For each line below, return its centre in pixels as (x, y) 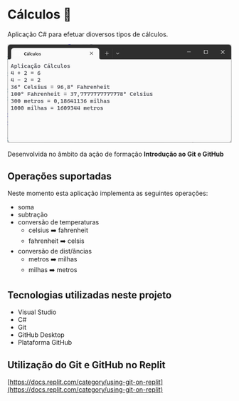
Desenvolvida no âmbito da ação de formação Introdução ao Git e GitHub (116, 154)
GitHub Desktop (41, 335)
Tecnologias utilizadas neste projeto (90, 295)
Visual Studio (37, 312)
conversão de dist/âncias (55, 251)
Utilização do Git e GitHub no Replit (86, 365)
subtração (33, 215)
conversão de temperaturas (58, 222)
